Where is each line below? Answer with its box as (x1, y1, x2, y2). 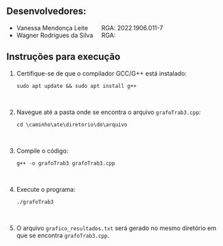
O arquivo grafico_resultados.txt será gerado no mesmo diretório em (16, 223, 217, 232)
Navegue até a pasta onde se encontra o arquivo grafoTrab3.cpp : (16, 108, 201, 116)
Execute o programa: (16, 185, 76, 193)
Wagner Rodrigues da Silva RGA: (16, 31, 116, 39)
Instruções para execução (6, 51, 121, 63)
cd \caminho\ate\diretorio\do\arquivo (16, 121, 128, 128)
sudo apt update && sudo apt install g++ (16, 82, 137, 89)
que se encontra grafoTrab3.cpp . (16, 231, 110, 239)
